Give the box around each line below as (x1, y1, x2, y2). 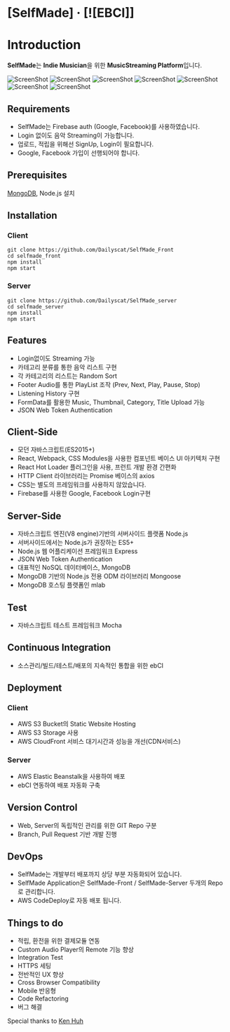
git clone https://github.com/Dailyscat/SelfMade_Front (7, 247, 174, 254)
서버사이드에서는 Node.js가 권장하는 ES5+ (17, 538, 135, 547)
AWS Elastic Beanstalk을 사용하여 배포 (17, 772, 126, 780)
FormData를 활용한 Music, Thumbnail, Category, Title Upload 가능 (17, 398, 205, 406)
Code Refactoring (17, 994, 69, 1003)
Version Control (7, 801, 78, 814)
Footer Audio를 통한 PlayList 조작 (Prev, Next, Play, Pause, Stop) (17, 380, 201, 388)
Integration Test (17, 953, 63, 962)
